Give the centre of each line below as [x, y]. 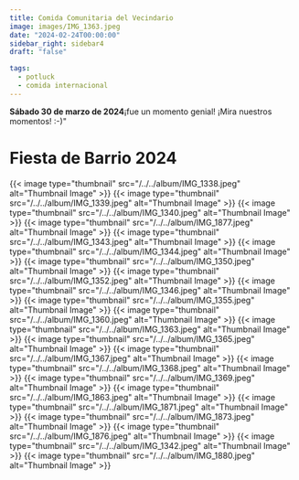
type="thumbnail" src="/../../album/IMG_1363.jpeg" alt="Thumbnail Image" [150, 329]
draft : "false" [38, 52]
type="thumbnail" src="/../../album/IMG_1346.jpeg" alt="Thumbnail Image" [150, 290]
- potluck [36, 77]
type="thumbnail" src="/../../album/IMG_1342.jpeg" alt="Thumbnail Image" [150, 445]
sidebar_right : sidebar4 [57, 43]
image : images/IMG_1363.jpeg [65, 27]
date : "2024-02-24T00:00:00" [65, 35]
